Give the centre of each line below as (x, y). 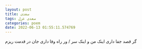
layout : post (18, 9)
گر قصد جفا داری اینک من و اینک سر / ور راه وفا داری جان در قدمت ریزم (71, 41)
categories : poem (23, 23)
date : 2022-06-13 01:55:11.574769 (40, 28)
